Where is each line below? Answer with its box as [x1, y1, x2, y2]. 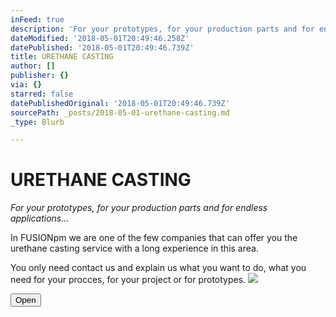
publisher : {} [10, 71, 70, 81]
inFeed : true [10, 14, 65, 25]
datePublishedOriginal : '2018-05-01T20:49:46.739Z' [10, 98, 230, 108]
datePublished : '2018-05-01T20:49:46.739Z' [10, 42, 195, 53]
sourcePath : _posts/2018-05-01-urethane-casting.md [10, 107, 230, 118]
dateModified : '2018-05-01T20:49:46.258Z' [10, 33, 190, 43]
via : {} [10, 80, 43, 90]
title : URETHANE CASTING [10, 52, 114, 62]
